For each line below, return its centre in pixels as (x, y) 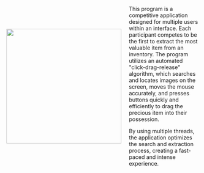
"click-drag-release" (155, 67)
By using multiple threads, (162, 131)
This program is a (151, 9)
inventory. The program (159, 54)
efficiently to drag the (156, 106)
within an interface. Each (160, 28)
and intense (161, 157)
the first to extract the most (163, 41)
